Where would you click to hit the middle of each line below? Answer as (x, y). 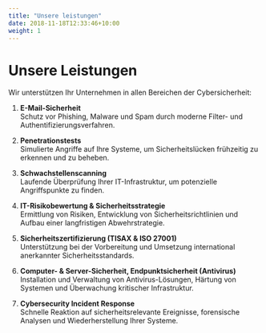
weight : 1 (25, 30)
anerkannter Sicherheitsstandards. (77, 256)
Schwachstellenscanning (63, 173)
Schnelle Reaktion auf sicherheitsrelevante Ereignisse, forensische (130, 312)
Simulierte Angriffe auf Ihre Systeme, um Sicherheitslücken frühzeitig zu (139, 149)
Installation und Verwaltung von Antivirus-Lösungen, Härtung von (128, 280)
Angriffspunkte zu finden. (62, 190)
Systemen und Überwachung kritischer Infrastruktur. (107, 288)
